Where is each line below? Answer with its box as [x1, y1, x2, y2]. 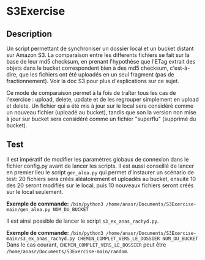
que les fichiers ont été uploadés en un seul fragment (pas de [19, 71, 174, 78]
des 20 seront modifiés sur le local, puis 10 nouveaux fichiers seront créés [6, 182, 194, 189]
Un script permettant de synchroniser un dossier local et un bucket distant [6, 45, 194, 52]
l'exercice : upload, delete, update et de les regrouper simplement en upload [6, 96, 199, 103]
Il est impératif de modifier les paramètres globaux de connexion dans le [6, 155, 189, 163]
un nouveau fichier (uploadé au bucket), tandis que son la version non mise [6, 109, 197, 116]
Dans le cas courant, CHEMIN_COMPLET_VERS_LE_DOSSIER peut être [6, 240, 166, 248]
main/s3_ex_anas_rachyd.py [6, 236, 75, 242]
